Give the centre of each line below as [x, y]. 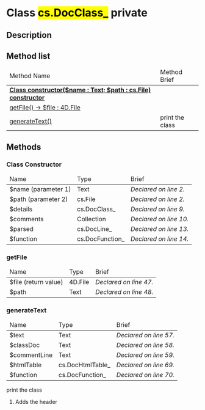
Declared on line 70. [146, 375]
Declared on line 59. [146, 355]
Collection [92, 219]
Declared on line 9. [157, 209]
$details [21, 209]
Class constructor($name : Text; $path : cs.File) [80, 90]
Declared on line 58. [146, 345]
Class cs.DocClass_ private [77, 13]
